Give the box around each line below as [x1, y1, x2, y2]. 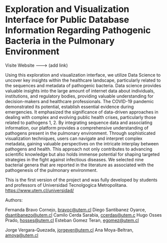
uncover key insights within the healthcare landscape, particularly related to [5, 77, 161, 83]
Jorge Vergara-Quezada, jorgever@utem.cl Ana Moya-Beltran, [5, 227, 134, 233]
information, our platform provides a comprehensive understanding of [5, 124, 149, 130]
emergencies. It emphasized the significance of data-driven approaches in [5, 109, 159, 115]
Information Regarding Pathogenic [5, 25, 151, 36]
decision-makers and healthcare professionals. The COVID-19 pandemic [5, 98, 154, 104]
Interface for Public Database [5, 14, 130, 25]
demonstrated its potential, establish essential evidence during [5, 104, 134, 110]
